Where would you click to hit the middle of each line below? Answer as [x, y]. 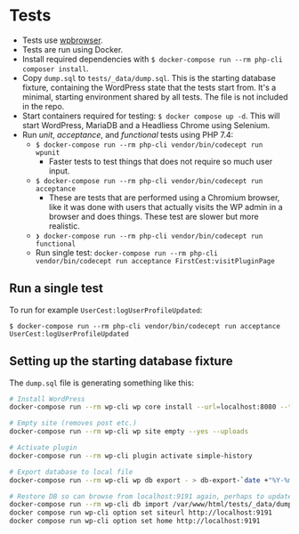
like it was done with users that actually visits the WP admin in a [166, 206]
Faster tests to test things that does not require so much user [161, 161]
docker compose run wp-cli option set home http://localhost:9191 [135, 522]
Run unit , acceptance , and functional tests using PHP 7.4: [128, 134]
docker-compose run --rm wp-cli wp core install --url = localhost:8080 [143, 407]
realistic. [64, 226]
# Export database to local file [71, 472]
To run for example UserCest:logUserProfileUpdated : [106, 310]
